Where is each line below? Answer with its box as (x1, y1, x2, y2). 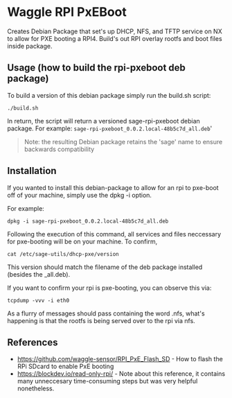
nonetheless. (17, 384, 55, 392)
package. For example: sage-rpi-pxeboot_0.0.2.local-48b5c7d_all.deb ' (7, 124, 213, 132)
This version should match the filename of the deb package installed (7, 263, 203, 271)
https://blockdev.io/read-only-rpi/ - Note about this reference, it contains (17, 370, 226, 378)
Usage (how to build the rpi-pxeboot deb (7, 62, 186, 73)
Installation (7, 165, 57, 177)
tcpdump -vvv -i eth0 (7, 297, 70, 304)
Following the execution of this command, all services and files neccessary (7, 230, 222, 238)
